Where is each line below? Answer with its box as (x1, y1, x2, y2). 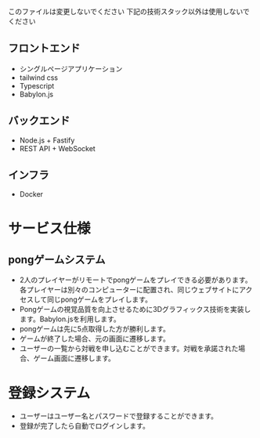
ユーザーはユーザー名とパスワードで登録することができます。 (19, 411, 218, 421)
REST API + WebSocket (19, 143, 96, 153)
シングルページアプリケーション (19, 63, 123, 73)
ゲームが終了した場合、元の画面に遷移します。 (19, 334, 170, 343)
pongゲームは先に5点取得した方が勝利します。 (19, 324, 171, 334)
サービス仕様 (8, 219, 92, 237)
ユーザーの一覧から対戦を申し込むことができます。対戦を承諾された (19, 344, 239, 353)
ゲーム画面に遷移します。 (33, 353, 115, 363)
